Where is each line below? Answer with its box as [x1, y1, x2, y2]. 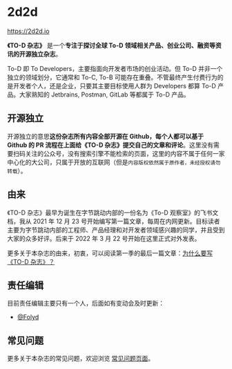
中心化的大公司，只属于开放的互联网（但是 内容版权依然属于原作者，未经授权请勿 [7, 158, 221, 166]
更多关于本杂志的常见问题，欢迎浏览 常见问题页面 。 [7, 355, 154, 363]
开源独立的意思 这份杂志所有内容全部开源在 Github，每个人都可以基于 [7, 132, 204, 140]
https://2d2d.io [7, 27, 50, 35]
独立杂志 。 [30, 50, 62, 58]
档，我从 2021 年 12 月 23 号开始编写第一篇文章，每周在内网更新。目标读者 [7, 217, 220, 225]
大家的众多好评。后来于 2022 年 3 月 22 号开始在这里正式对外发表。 [7, 234, 201, 242]
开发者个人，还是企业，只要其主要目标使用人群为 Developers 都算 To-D [12, 81, 216, 90]
